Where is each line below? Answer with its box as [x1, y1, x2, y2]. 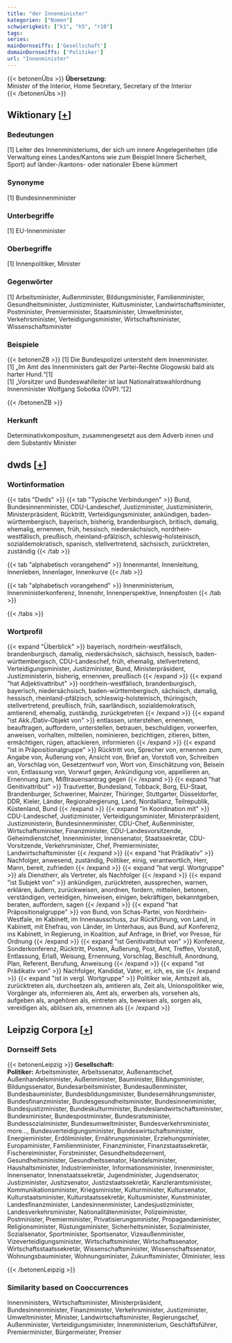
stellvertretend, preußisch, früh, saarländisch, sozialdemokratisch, [7, 701, 196, 710]
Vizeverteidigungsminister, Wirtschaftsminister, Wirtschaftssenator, [7, 1237, 199, 1245]
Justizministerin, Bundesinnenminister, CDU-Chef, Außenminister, [7, 819, 195, 828]
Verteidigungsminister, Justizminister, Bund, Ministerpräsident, [7, 665, 186, 673]
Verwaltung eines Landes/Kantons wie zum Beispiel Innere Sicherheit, [7, 153, 207, 162]
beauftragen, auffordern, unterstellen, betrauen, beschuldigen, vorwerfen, [7, 724, 219, 732]
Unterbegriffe [7, 211, 54, 221]
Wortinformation [7, 479, 64, 489]
